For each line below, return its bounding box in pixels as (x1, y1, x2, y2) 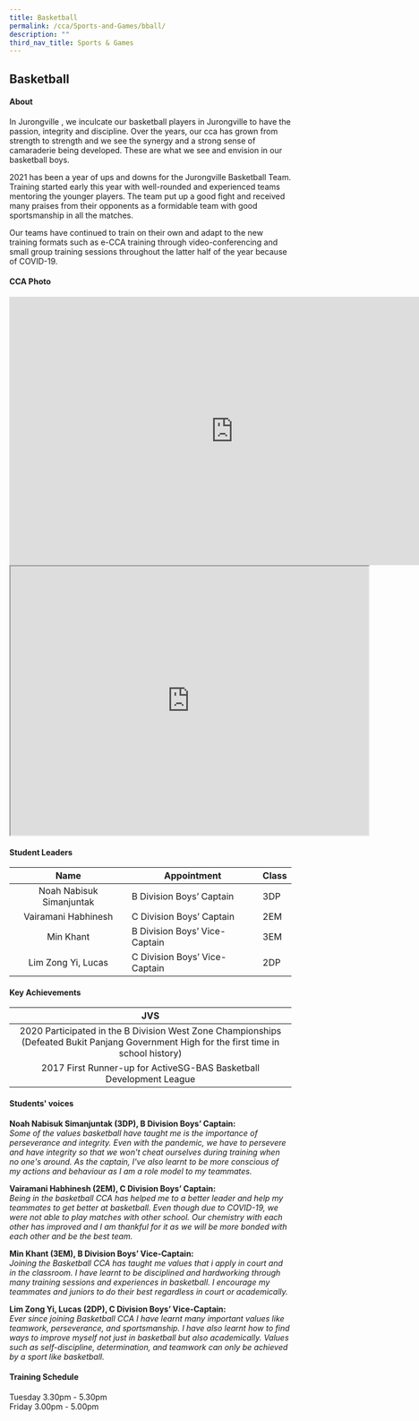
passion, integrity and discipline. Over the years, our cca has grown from (9, 126, 278, 136)
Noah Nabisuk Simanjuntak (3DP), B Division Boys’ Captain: (9, 1118, 236, 1129)
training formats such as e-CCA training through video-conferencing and (9, 237, 278, 247)
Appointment (164, 870, 222, 882)
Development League (105, 1073, 196, 1086)
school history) (118, 1047, 183, 1060)
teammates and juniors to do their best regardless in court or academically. (9, 1286, 288, 1296)
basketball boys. (9, 154, 70, 165)
